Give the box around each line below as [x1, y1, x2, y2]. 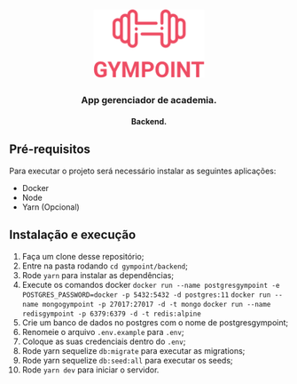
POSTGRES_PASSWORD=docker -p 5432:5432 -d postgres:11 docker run [21, 290, 271, 300]
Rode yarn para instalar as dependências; [21, 269, 175, 280]
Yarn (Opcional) [21, 201, 80, 212]
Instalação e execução [9, 228, 137, 243]
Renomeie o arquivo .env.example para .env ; [21, 326, 184, 337]
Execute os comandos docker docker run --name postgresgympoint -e [21, 279, 280, 290]
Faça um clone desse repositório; [21, 251, 145, 261]
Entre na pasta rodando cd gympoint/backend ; [21, 260, 188, 271]
